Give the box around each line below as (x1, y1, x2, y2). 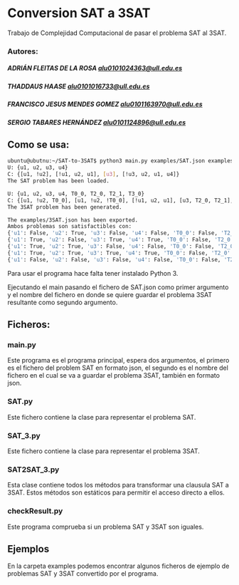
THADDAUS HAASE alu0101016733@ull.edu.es (7, 82, 150, 90)
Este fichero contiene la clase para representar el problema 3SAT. (7, 447, 201, 455)
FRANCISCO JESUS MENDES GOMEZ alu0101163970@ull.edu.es (7, 100, 203, 108)
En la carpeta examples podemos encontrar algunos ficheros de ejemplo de (7, 561, 230, 571)
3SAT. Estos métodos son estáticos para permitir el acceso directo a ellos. (7, 488, 225, 497)
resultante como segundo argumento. (7, 298, 118, 306)
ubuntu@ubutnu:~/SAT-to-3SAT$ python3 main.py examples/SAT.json (7, 157, 205, 165)
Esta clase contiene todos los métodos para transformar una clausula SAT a (7, 481, 229, 490)
